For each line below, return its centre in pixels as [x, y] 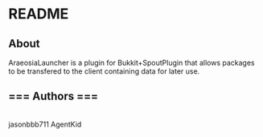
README [39, 14]
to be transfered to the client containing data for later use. [104, 71]
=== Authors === [53, 97]
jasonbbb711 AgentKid [45, 124]
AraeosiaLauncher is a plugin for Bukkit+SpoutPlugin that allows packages [131, 62]
